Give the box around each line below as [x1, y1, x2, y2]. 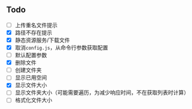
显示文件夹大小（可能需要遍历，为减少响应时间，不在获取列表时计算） [14, 89, 190, 96]
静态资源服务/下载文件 [14, 36, 70, 44]
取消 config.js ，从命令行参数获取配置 [14, 44, 108, 51]
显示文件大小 [14, 81, 47, 89]
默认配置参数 [14, 52, 47, 59]
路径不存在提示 [14, 29, 52, 36]
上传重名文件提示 [14, 21, 58, 29]
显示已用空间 [14, 74, 47, 81]
